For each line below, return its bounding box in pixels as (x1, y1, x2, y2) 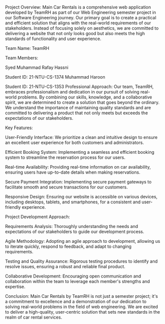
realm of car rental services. (5, 314, 63, 320)
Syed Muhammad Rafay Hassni (5, 64, 69, 70)
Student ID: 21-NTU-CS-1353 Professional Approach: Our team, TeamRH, (5, 84, 154, 90)
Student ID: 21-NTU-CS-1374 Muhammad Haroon (5, 74, 105, 80)
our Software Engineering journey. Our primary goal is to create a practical (5, 15, 157, 20)
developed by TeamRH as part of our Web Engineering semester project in (5, 9, 156, 15)
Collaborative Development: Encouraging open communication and (5, 273, 141, 279)
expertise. (5, 284, 26, 289)
